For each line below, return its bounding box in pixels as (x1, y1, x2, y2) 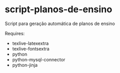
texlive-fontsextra (12, 45, 50, 52)
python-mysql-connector (12, 56, 66, 62)
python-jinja (12, 62, 38, 68)
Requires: (5, 30, 25, 36)
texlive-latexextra (12, 40, 49, 46)
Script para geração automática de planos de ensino (5, 20, 115, 27)
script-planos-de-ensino (5, 4, 113, 15)
